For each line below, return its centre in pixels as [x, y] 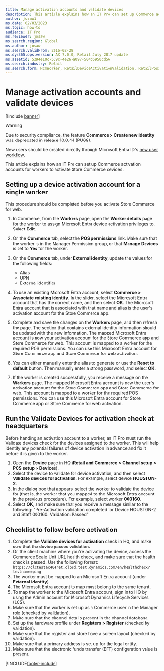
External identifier [37, 283]
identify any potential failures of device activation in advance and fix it [76, 448]
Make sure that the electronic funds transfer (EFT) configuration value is [85, 649]
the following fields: [32, 263]
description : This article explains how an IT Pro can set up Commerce [80, 14]
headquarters [27, 426]
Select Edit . [24, 229]
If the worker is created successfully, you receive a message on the [80, 377]
